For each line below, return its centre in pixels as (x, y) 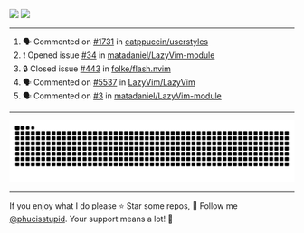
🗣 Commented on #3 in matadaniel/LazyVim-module (122, 96)
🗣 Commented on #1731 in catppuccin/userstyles (115, 42)
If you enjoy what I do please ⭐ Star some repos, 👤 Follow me (123, 205)
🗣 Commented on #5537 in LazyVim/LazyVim (109, 82)
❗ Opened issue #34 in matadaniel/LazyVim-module (119, 55)
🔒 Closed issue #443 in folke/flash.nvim (97, 69)
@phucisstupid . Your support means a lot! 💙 (91, 219)
